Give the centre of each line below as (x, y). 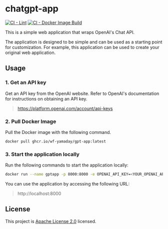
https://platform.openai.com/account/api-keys (65, 108)
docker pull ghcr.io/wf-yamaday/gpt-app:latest (56, 141)
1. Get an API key (26, 82)
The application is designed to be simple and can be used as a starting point (84, 42)
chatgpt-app (32, 9)
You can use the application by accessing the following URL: (67, 183)
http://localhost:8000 (39, 193)
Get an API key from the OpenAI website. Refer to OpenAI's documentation (82, 93)
